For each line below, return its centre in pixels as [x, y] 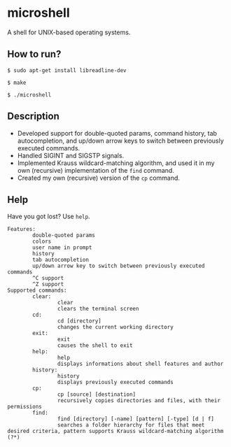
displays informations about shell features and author [140, 364]
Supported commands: [37, 291]
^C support [48, 278]
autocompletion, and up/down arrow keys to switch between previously [120, 141]
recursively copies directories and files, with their [139, 401]
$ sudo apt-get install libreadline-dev [67, 70]
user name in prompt [62, 248]
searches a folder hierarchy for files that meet [131, 425]
